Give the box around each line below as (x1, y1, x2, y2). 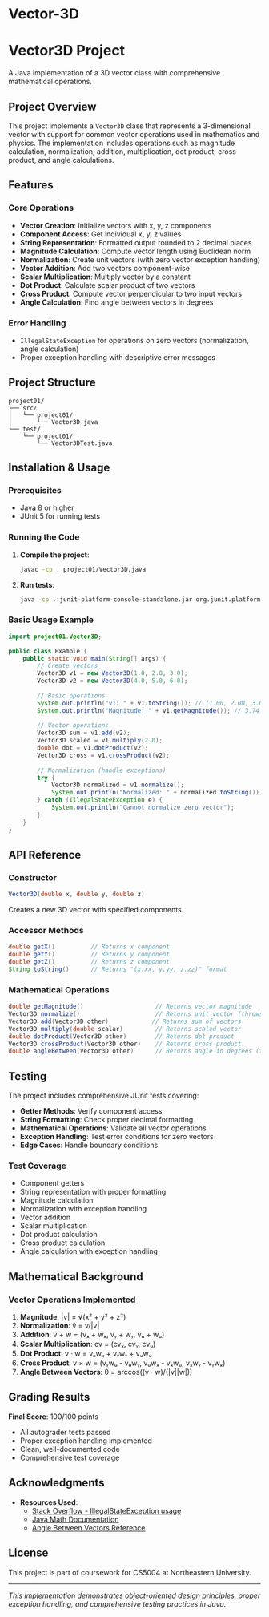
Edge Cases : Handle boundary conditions (19, 1140, 159, 1150)
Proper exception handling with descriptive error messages (19, 352, 216, 362)
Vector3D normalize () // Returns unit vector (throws (8, 1010, 263, 1018)
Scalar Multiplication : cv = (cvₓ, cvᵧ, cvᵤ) (19, 1340, 156, 1349)
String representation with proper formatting (19, 1187, 167, 1197)
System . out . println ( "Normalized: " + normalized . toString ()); (50, 789, 263, 797)
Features (8, 178, 54, 192)
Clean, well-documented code (19, 1444, 120, 1453)
